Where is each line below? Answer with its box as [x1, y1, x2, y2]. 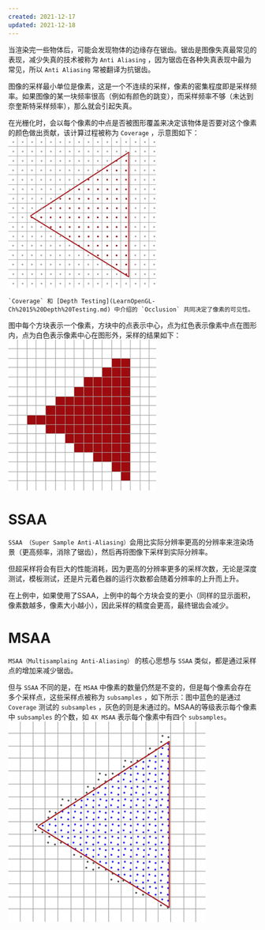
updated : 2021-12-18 [8, 21, 77, 29]
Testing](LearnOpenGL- [80, 297, 156, 305]
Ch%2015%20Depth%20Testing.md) [8, 305, 111, 314]
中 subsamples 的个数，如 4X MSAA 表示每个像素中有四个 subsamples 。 [8, 712, 231, 722]
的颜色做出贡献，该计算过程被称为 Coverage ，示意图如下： [8, 127, 200, 137]
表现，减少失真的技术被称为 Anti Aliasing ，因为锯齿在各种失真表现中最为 [8, 55, 252, 64]
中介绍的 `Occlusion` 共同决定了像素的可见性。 [114, 305, 255, 314]
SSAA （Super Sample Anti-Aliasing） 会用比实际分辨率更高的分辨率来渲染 [8, 537, 247, 547]
